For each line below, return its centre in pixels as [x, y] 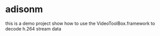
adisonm [24, 9]
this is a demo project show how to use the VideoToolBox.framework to [80, 23]
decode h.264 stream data [33, 28]
